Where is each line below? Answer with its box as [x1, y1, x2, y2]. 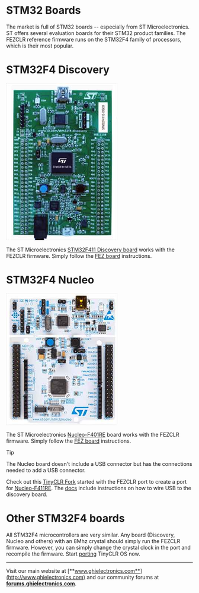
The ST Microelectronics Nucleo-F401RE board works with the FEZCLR [6, 431, 179, 438]
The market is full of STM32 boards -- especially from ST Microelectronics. [6, 23, 190, 30]
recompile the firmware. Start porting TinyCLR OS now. [6, 550, 140, 557]
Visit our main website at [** [6, 567, 75, 574]
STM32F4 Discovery [6, 63, 110, 77]
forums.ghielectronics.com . [6, 580, 77, 587]
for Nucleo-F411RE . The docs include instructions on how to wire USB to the [6, 484, 191, 491]
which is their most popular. [6, 42, 74, 49]
